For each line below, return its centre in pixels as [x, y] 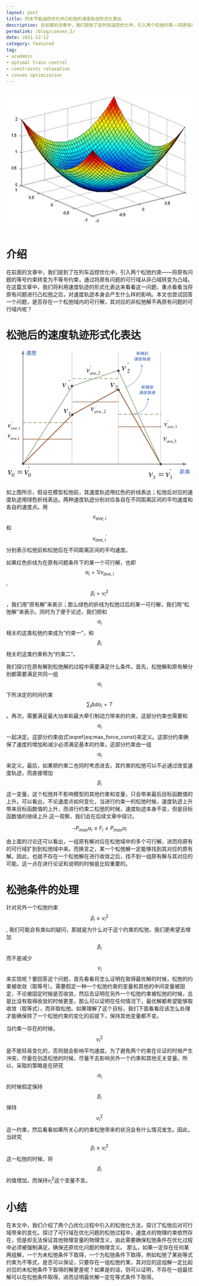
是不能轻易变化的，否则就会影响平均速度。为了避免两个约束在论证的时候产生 [99, 1050]
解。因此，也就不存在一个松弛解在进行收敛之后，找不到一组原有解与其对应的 [99, 856]
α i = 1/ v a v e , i [99, 573]
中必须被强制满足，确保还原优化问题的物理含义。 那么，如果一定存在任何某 [98, 1247]
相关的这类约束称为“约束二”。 [42, 654]
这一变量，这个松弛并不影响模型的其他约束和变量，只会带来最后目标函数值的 [99, 794]
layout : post [22, 12]
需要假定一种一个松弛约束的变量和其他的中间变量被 [118, 986]
